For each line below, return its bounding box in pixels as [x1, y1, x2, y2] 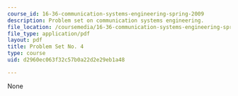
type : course [7, 50, 46, 57]
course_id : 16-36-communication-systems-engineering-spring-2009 [7, 10, 204, 18]
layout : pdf [7, 37, 42, 44]
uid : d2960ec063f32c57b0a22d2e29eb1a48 [7, 56, 125, 64]
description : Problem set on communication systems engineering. [7, 17, 204, 24]
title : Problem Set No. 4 [7, 43, 84, 50]
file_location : [7, 23, 52, 30]
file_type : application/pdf [7, 30, 91, 37]
